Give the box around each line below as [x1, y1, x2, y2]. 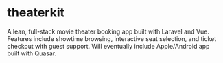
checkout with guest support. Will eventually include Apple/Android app [7, 42, 210, 50]
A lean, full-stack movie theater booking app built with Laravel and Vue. [7, 27, 209, 36]
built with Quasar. [7, 49, 57, 58]
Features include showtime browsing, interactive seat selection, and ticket [7, 34, 217, 42]
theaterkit [7, 5, 65, 21]
